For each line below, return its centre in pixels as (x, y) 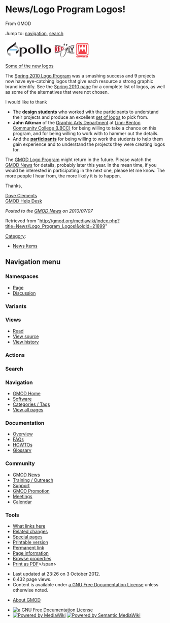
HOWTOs (23, 445)
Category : (16, 236)
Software (22, 399)
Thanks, (14, 186)
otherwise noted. (30, 590)
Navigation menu (33, 262)
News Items (25, 246)
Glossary (22, 450)
